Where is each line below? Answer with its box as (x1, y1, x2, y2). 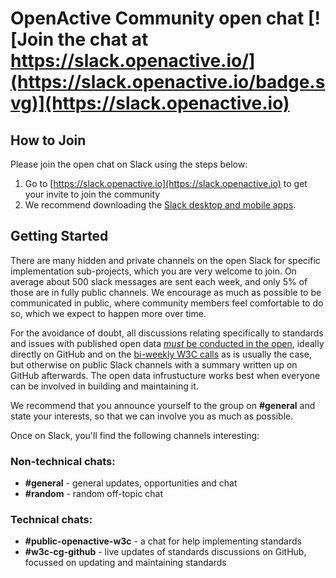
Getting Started (10, 228, 109, 245)
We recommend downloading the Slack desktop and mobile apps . (24, 199, 297, 211)
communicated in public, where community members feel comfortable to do (10, 297, 324, 309)
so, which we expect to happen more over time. (10, 307, 207, 319)
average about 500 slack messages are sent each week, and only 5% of (10, 275, 308, 287)
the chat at (57, 28, 149, 51)
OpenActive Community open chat (10, 7, 305, 30)
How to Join (10, 132, 87, 149)
